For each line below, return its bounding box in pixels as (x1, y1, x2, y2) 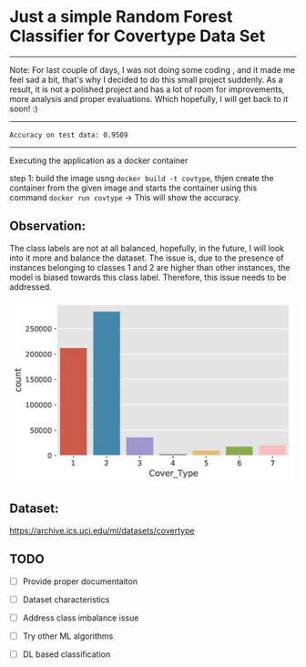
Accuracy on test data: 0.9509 (9, 130, 128, 139)
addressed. (9, 281, 52, 292)
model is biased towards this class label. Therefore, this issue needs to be (9, 272, 287, 282)
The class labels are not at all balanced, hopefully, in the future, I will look (9, 242, 285, 253)
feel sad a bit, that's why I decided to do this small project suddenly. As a (9, 74, 284, 85)
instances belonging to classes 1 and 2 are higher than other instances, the (9, 262, 291, 272)
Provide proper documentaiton (22, 576, 138, 587)
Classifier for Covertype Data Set (9, 26, 266, 46)
